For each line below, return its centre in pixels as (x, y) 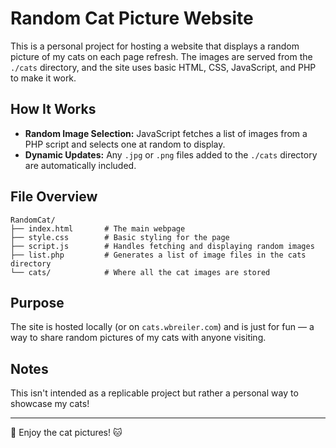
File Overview (54, 197)
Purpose (37, 302)
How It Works (53, 109)
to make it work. (43, 78)
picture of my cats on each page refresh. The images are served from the (161, 56)
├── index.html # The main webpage (98, 228)
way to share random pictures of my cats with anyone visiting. (138, 338)
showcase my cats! (50, 404)
